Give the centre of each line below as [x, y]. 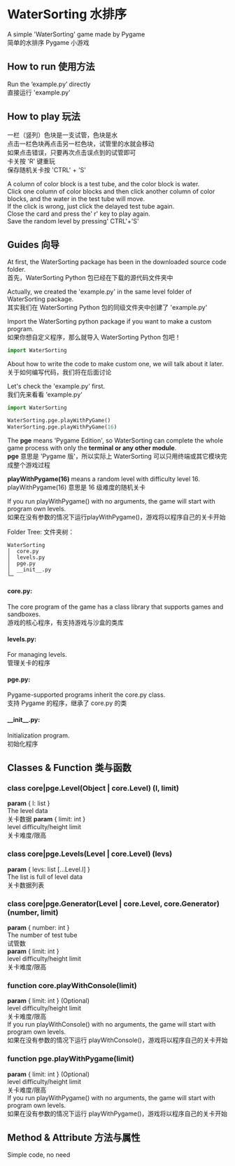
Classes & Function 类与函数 [69, 768]
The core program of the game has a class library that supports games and [115, 607]
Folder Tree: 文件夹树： [41, 532]
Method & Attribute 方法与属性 [74, 1138]
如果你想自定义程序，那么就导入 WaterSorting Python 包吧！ [94, 338]
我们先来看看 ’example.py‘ [45, 395]
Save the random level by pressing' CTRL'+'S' [73, 221]
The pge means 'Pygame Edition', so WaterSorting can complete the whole [115, 440]
